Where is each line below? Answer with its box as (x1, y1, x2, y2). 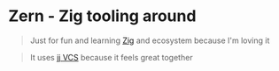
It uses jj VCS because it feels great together (29, 52, 193, 62)
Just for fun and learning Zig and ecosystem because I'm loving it (29, 35, 270, 46)
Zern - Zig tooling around (8, 6, 197, 26)
